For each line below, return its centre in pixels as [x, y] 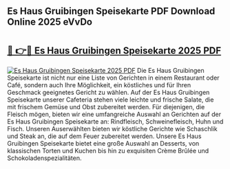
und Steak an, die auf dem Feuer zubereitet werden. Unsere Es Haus [104, 136]
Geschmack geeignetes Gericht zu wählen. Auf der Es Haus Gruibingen [108, 92]
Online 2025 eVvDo [50, 22]
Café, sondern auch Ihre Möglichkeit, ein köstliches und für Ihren [99, 85]
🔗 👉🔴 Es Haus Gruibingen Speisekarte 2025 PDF [114, 50]
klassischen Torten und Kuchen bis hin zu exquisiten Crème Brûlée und [108, 151]
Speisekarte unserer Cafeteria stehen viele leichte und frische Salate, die [111, 100]
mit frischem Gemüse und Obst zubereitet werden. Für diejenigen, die [106, 107]
